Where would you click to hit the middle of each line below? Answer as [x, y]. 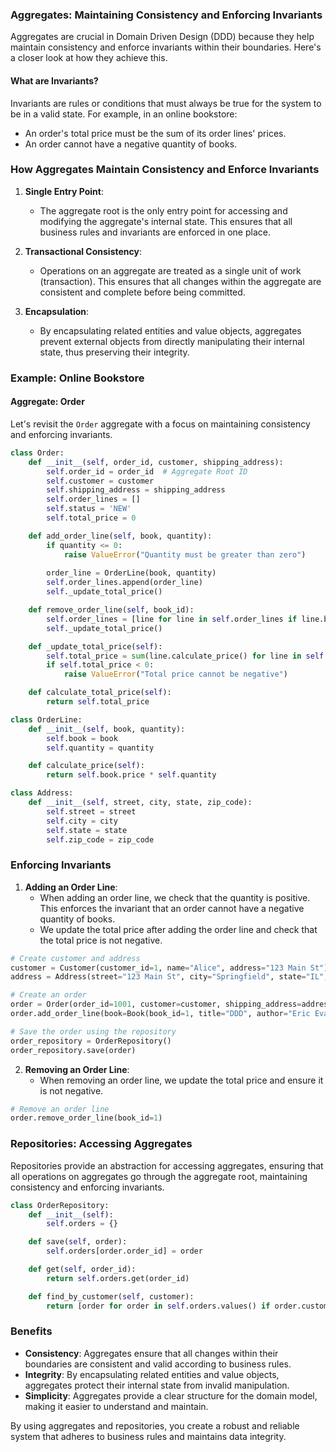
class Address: [42, 793]
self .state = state [87, 830]
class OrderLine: [46, 719]
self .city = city [82, 821]
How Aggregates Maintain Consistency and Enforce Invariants [165, 170]
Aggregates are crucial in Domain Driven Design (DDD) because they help [162, 37]
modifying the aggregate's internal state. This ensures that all [166, 221]
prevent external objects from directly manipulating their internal [172, 341]
